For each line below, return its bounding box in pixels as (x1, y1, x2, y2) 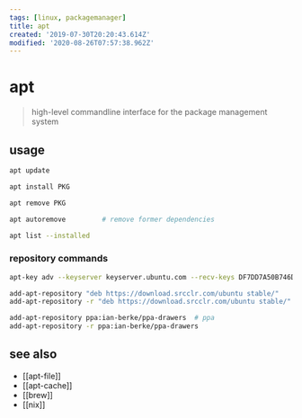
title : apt (9, 22, 50, 31)
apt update (9, 166, 50, 175)
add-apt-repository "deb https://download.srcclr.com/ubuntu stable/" (9, 289, 280, 298)
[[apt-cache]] (22, 379, 73, 391)
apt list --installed (9, 231, 91, 240)
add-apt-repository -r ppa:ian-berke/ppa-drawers (9, 322, 200, 331)
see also (9, 347, 58, 362)
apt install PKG (9, 182, 70, 191)
